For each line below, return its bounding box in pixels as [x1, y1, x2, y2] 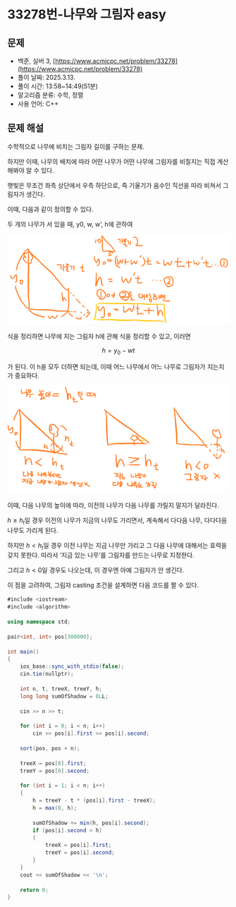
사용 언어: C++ [17, 100, 58, 108]
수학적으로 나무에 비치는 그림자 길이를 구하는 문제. [7, 142, 145, 150]
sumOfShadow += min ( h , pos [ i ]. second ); [32, 819, 150, 827]
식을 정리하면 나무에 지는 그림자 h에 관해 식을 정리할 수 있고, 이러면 [7, 332, 192, 341]
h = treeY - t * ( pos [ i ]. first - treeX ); [32, 797, 156, 805]
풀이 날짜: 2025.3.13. [17, 73, 75, 81]
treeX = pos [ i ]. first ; [44, 841, 112, 849]
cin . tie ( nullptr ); [20, 671, 74, 678]
